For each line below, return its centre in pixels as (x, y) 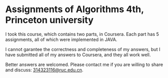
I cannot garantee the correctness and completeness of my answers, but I (83, 49)
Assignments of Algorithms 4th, (75, 9)
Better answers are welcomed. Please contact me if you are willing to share (84, 64)
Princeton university (49, 20)
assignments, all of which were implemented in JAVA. (61, 40)
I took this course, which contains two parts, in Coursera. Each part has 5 (82, 34)
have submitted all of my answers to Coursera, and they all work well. (78, 55)
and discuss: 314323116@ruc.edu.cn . (44, 70)
